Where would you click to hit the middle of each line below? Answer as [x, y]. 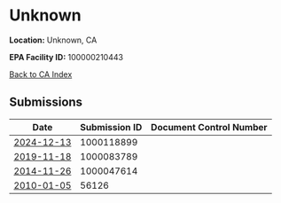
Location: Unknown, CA [53, 40]
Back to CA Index [41, 74]
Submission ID [111, 127]
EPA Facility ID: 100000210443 [66, 57]
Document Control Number [209, 127]
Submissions [46, 102]
